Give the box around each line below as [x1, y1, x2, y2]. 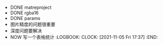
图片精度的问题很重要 [10, 21, 55, 27]
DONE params [10, 15, 40, 21]
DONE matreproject [10, 5, 52, 10]
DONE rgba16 [10, 10, 39, 16]
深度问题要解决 [10, 28, 42, 34]
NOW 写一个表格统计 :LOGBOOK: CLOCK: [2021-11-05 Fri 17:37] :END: [10, 34, 158, 40]
